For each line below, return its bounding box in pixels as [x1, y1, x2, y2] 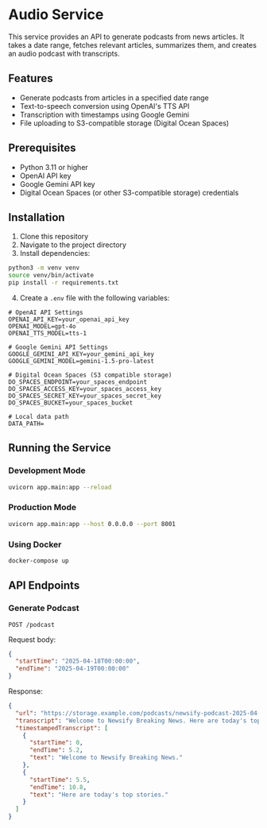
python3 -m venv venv [8, 264, 80, 272]
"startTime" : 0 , [29, 739, 83, 747]
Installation [8, 211, 65, 224]
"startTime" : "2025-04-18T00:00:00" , [15, 657, 141, 665]
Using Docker [8, 539, 62, 550]
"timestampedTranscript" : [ [15, 724, 109, 732]
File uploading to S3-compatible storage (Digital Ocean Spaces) [19, 118, 230, 128]
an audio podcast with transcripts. [8, 48, 121, 58]
